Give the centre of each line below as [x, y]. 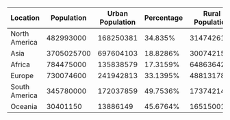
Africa [21, 64]
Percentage [164, 18]
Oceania [24, 107]
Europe [22, 76]
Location [25, 18]
